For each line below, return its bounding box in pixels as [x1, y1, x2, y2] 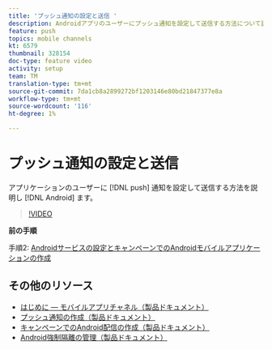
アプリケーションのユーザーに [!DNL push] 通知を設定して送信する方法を [8, 182, 251, 192]
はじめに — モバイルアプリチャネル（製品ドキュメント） [19, 301, 209, 312]
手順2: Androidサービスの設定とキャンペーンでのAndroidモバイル [8, 242, 225, 252]
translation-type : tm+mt [8, 79, 92, 87]
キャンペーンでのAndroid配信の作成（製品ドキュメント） [19, 322, 210, 332]
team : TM [8, 72, 38, 80]
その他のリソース [8, 279, 93, 292]
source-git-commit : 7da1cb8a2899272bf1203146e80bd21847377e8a [8, 87, 223, 96]
